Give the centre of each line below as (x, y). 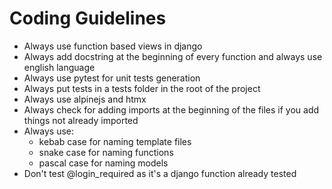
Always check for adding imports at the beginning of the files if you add (171, 109)
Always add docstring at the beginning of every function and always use (173, 56)
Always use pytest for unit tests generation (112, 78)
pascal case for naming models (103, 163)
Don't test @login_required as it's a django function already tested (160, 173)
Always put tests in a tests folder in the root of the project (142, 88)
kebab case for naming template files (115, 141)
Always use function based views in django (113, 46)
